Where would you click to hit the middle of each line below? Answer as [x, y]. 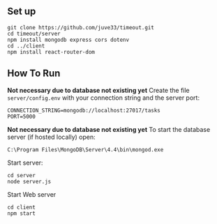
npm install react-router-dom [51, 52]
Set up [22, 12]
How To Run [34, 74]
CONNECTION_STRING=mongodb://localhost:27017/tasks [84, 110]
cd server [22, 175]
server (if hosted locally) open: [51, 137]
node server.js [29, 181]
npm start [22, 213]
